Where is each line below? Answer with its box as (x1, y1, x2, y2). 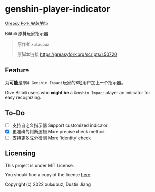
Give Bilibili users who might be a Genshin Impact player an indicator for (5, 89, 151, 95)
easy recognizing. (5, 95, 42, 100)
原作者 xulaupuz (17, 41, 50, 47)
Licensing (5, 149, 36, 158)
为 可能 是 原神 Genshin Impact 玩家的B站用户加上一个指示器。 (5, 79, 126, 85)
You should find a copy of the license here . (5, 171, 92, 177)
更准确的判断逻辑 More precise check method (12, 128, 105, 134)
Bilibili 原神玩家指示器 (5, 30, 49, 36)
